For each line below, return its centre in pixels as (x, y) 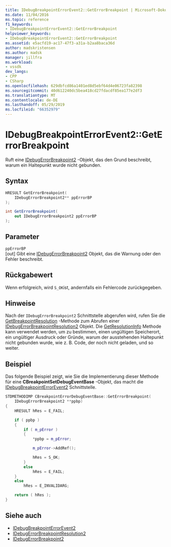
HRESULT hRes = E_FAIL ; (40, 411)
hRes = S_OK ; (46, 457)
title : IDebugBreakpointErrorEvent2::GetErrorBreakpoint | (69, 10)
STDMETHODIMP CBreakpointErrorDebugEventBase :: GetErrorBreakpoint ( (78, 397)
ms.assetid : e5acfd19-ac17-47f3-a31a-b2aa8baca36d (60, 43)
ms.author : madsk (24, 53)
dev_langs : (17, 72)
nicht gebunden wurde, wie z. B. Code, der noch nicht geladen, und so (79, 343)
